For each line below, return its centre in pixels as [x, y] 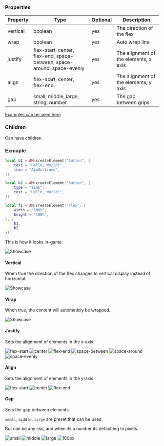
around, [42, 68]
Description [136, 20]
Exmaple [16, 150]
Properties [18, 7]
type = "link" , [29, 188]
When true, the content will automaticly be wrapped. [58, 310]
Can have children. [24, 138]
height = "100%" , [31, 214]
